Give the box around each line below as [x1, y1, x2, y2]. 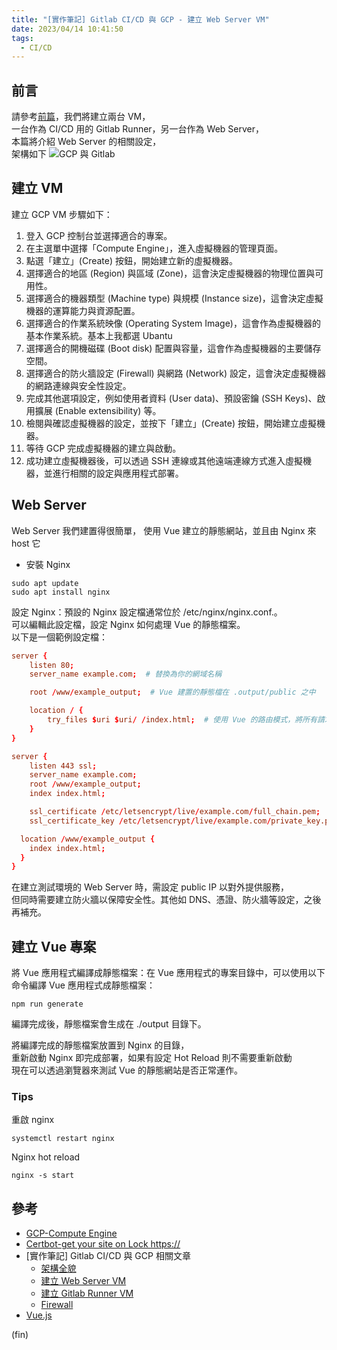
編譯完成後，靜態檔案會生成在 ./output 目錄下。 [11, 1018, 207, 1030]
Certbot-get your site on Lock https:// [25, 1238, 181, 1250]
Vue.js [25, 1309, 53, 1321]
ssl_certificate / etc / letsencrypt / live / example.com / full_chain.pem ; [29, 807, 321, 817]
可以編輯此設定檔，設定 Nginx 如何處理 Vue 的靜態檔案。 [11, 618, 246, 630]
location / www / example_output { [20, 834, 156, 844]
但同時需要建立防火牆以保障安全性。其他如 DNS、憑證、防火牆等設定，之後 [11, 894, 322, 906]
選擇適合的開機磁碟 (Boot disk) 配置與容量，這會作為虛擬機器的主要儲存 [25, 342, 322, 354]
